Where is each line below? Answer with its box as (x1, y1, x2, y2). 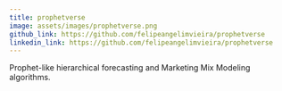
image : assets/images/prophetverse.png (9, 21, 158, 30)
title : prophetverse (9, 12, 87, 22)
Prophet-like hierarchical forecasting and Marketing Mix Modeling (9, 62, 251, 73)
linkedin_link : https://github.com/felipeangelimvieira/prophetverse (9, 37, 274, 47)
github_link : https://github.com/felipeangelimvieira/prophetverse (9, 29, 266, 38)
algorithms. (9, 72, 51, 83)
